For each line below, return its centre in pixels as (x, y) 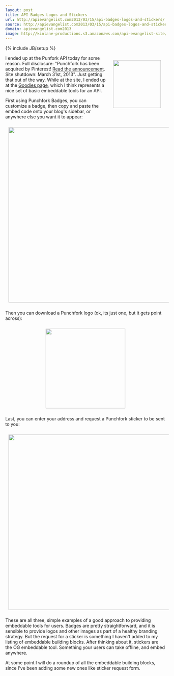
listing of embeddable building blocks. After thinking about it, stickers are (82, 642)
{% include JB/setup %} (31, 48)
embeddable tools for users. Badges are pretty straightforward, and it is (80, 626)
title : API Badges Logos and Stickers (46, 15)
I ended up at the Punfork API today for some (53, 58)
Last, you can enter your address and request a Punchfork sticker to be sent (85, 419)
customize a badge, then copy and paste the (52, 106)
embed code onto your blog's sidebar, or (48, 111)
